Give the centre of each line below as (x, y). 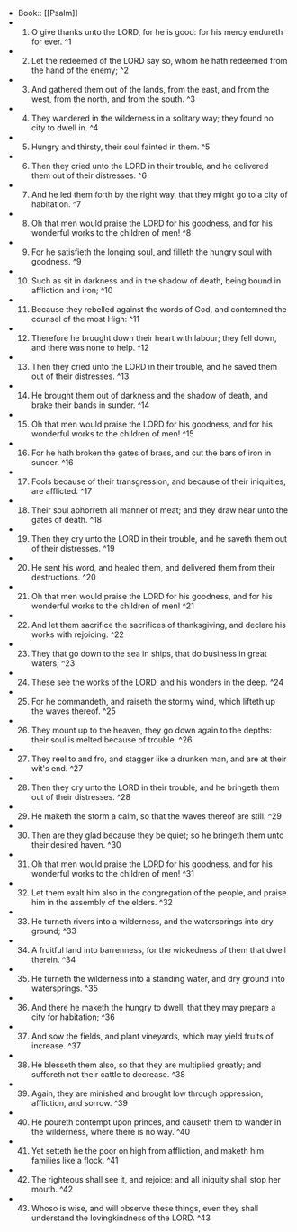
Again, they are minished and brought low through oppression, (147, 1093)
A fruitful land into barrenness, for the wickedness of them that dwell (158, 950)
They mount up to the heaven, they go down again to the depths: (152, 730)
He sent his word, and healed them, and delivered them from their (153, 567)
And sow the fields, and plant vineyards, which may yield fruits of (153, 1036)
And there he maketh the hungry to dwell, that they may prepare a (153, 1007)
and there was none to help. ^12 (90, 347)
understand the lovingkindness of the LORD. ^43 (121, 1218)
